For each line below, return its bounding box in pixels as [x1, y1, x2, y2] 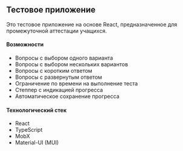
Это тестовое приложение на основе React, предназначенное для [6, 20, 178, 28]
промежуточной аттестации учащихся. [6, 27, 107, 34]
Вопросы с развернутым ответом [14, 73, 103, 81]
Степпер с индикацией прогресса [14, 87, 103, 94]
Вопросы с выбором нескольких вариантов [14, 61, 129, 68]
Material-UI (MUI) [14, 139, 59, 146]
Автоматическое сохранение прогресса [14, 93, 120, 100]
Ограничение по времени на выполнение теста [14, 80, 138, 87]
